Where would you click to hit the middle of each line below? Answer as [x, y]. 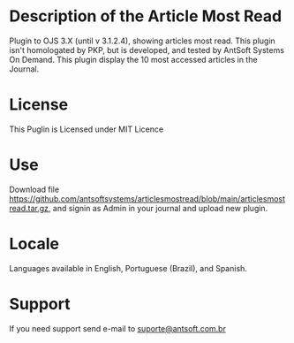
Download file [34, 189]
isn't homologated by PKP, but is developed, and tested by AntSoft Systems [147, 50]
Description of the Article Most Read [146, 16]
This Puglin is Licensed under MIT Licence [87, 129]
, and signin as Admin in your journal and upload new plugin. [158, 208]
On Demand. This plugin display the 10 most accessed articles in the [133, 59]
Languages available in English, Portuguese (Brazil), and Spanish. [128, 268]
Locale [34, 244]
